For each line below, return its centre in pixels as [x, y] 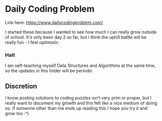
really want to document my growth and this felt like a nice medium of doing [81, 103]
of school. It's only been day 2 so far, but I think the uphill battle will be [76, 37]
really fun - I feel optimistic [32, 42]
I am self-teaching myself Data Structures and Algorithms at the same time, [81, 66]
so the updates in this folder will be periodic [49, 71]
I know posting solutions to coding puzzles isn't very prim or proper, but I [78, 98]
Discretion [21, 86]
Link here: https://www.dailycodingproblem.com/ [54, 22]
